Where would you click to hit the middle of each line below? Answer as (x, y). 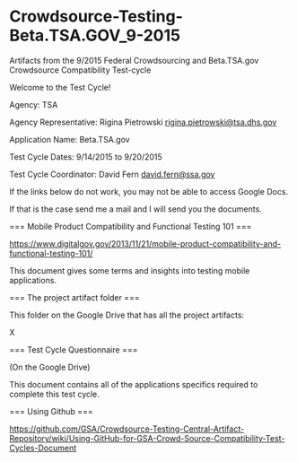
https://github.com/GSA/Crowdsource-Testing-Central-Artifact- (127, 429)
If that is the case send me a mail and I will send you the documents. (135, 209)
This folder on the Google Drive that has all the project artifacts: (127, 315)
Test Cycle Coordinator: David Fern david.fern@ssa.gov (112, 174)
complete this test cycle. (55, 394)
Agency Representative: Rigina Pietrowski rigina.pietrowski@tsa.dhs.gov (143, 122)
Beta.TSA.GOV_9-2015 (95, 35)
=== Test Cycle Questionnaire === (74, 349)
